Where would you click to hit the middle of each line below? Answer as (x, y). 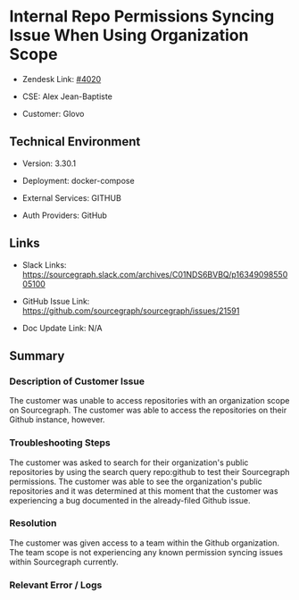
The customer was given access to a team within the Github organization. (144, 543)
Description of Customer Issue (77, 381)
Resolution (33, 523)
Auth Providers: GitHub (64, 215)
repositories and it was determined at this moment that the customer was (144, 491)
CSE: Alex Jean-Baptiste (67, 96)
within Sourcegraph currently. (64, 562)
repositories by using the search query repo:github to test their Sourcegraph (149, 471)
